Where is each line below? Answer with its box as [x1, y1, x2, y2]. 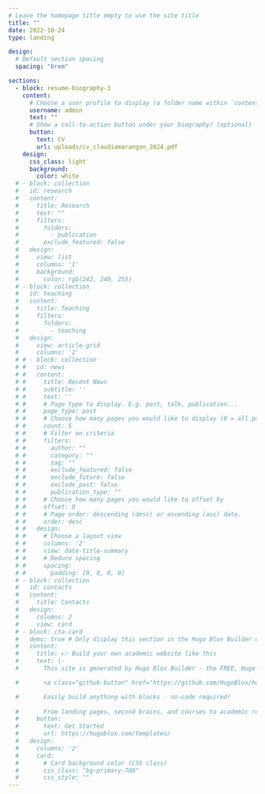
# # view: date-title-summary [15, 547, 129, 555]
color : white [36, 172, 80, 180]
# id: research [15, 187, 73, 195]
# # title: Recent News [15, 378, 108, 386]
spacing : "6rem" [15, 62, 69, 71]
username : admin [28, 106, 83, 115]
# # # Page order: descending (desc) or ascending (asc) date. [15, 510, 242, 518]
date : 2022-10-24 [8, 26, 65, 34]
